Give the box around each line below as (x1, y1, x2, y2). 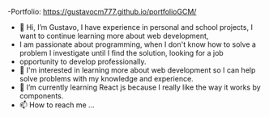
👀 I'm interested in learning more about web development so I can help (19, 65, 256, 75)
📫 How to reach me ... (19, 100, 95, 110)
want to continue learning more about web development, (19, 31, 209, 40)
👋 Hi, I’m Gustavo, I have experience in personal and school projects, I (19, 23, 253, 31)
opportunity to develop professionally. (19, 56, 147, 66)
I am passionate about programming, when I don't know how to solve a (19, 40, 257, 49)
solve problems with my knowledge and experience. (19, 74, 194, 83)
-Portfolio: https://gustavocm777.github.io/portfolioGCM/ (7, 7, 197, 16)
